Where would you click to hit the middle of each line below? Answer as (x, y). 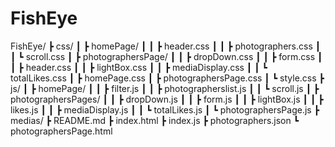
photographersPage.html (61, 131)
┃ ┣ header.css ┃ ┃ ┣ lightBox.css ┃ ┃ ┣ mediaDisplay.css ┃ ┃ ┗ (139, 67)
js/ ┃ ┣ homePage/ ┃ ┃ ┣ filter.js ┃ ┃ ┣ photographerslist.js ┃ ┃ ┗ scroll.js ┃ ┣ (165, 88)
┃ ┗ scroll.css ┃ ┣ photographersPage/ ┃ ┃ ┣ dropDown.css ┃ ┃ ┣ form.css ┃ (166, 56)
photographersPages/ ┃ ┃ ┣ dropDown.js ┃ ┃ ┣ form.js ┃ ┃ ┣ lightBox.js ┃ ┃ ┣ (167, 99)
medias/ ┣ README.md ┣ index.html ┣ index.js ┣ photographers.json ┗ (155, 120)
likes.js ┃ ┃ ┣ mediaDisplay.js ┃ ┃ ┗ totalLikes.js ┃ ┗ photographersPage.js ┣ (165, 109)
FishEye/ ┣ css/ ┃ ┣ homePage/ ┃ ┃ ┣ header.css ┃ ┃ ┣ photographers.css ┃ (166, 46)
